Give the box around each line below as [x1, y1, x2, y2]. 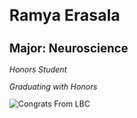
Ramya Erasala [9, 5, 121, 26]
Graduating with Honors [9, 82, 98, 91]
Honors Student [9, 64, 68, 75]
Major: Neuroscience [9, 41, 129, 56]
